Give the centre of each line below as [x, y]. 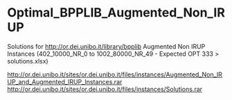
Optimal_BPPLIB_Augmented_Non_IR [116, 13]
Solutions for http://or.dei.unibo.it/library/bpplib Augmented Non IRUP [106, 46]
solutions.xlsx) [28, 61]
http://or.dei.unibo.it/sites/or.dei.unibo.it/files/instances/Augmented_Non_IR [115, 74]
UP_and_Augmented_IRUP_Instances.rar [65, 81]
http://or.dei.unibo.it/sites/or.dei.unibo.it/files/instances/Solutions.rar [105, 89]
